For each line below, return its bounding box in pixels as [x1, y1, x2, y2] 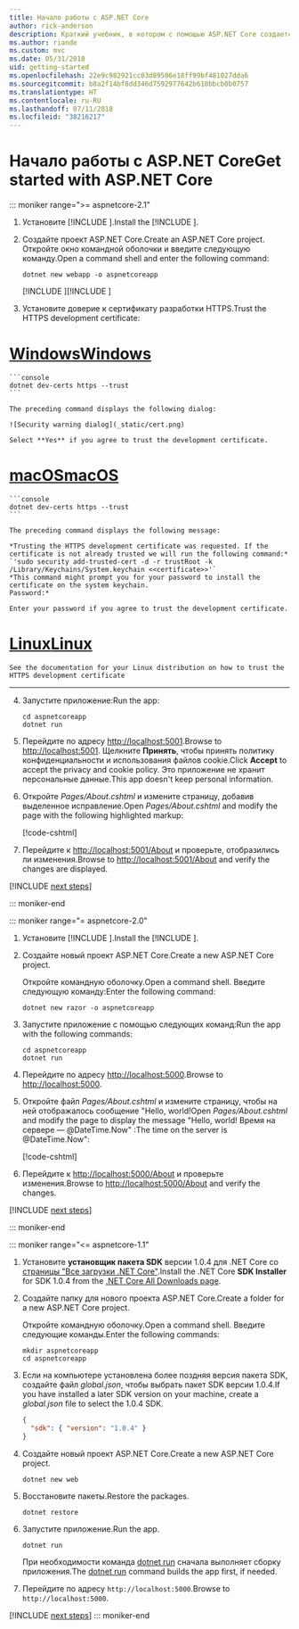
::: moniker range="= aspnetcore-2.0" [9, 915, 149, 926]
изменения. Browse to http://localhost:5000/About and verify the [21, 1178, 261, 1188]
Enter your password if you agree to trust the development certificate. [9, 604, 289, 613]
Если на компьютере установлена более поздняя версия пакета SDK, [21, 1369, 288, 1380]
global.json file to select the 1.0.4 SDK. [21, 1398, 164, 1409]
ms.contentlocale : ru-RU [9, 95, 101, 105]
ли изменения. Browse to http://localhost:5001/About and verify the [21, 854, 270, 864]
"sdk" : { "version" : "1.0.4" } [30, 1424, 147, 1433]
